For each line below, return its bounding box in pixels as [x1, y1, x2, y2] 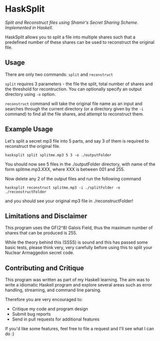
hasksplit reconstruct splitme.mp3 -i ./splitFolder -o [5, 185, 120, 190]
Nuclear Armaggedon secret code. [5, 250, 74, 256]
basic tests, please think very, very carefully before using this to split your [5, 245, 153, 251]
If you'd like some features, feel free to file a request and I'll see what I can [5, 326, 154, 332]
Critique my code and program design [12, 306, 88, 312]
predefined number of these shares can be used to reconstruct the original [5, 39, 155, 45]
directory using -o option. [5, 91, 56, 97]
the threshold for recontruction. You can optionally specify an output [5, 86, 142, 92]
